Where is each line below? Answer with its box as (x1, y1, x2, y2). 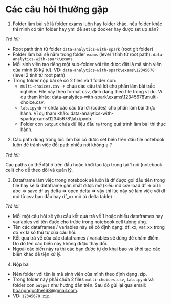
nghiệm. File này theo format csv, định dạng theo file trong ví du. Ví (20, 88, 163, 94)
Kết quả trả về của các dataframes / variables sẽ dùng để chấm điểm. (12, 234, 160, 241)
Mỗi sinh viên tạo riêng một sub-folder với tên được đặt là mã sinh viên (12, 61, 162, 67)
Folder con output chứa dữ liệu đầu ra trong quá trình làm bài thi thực (20, 121, 166, 127)
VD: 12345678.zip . (12, 293, 51, 299)
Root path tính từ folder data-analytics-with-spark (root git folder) (12, 46, 154, 52)
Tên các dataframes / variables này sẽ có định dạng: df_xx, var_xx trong (12, 224, 165, 230)
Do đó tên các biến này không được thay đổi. (12, 240, 108, 246)
